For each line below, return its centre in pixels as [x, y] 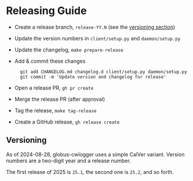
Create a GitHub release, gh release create [67, 122]
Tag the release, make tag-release [55, 110]
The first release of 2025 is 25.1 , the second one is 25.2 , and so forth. [90, 172]
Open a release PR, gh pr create [54, 88]
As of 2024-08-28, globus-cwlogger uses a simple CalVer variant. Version [95, 154]
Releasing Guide [46, 11]
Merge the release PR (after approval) [60, 99]
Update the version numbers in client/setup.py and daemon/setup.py [97, 38]
